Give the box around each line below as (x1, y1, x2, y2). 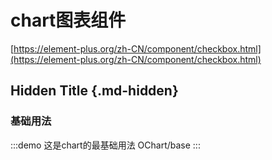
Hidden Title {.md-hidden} (10, 82, 179, 100)
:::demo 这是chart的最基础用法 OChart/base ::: (10, 139, 201, 151)
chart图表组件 (10, 9, 127, 32)
